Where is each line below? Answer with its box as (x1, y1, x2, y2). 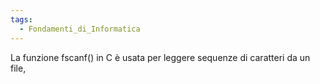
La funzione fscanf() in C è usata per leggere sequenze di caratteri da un (10, 51, 311, 63)
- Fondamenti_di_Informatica (19, 24, 141, 34)
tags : (10, 14, 33, 25)
